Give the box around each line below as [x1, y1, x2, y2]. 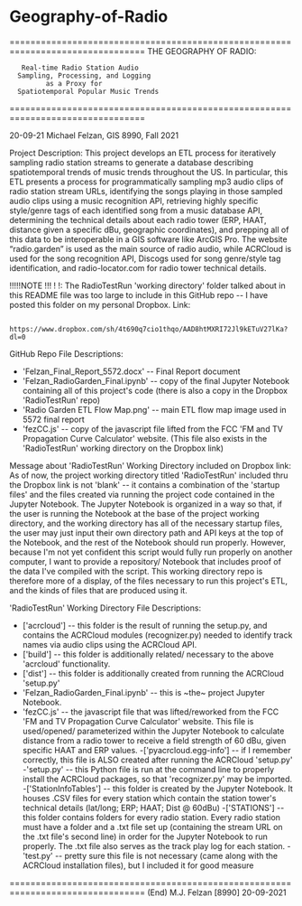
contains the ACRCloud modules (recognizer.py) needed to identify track [22, 630, 293, 640]
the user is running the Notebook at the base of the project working [9, 508, 260, 518]
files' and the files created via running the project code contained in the [9, 489, 275, 500]
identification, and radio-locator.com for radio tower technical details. [9, 262, 268, 273]
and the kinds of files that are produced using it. [9, 584, 188, 595]
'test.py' [22, 850, 53, 861]
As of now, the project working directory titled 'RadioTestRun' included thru [9, 470, 288, 481]
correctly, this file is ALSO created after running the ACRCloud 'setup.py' [22, 754, 293, 765]
